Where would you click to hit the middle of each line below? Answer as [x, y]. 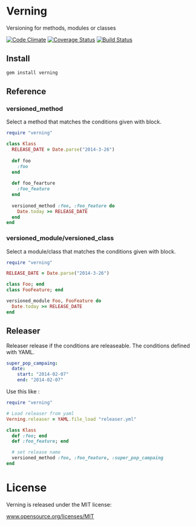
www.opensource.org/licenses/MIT [50, 516]
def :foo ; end [29, 436]
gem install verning [32, 73]
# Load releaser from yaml [40, 413]
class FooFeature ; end [35, 290]
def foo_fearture [34, 183]
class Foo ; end [25, 284]
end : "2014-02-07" [40, 380]
